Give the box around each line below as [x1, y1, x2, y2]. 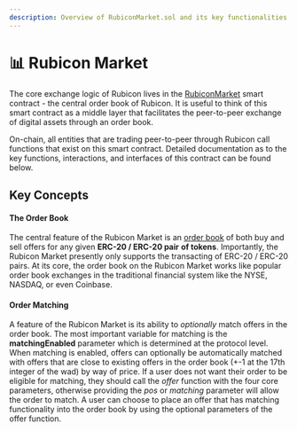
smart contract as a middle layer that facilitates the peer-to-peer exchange [9, 107, 282, 118]
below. [9, 161, 34, 173]
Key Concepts [9, 187, 89, 202]
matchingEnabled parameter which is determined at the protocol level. [9, 338, 269, 349]
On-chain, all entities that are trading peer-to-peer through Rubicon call [9, 134, 270, 145]
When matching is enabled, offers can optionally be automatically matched [9, 348, 283, 358]
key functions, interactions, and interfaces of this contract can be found [9, 153, 272, 163]
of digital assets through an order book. [9, 116, 153, 127]
